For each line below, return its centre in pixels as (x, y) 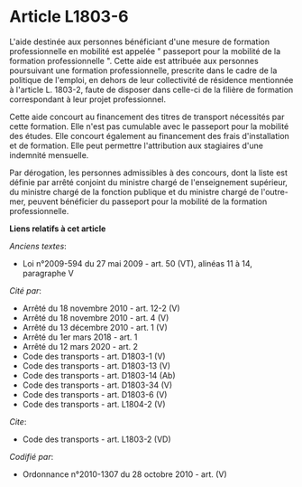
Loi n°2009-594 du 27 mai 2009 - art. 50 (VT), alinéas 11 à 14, (137, 263)
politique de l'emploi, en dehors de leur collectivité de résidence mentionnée (151, 80)
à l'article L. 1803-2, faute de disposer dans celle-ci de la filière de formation (151, 89)
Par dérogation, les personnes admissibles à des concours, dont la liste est (149, 173)
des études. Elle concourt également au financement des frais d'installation (150, 136)
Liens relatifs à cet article (58, 229)
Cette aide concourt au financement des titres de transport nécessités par (147, 117)
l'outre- (275, 192)
